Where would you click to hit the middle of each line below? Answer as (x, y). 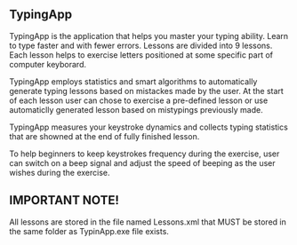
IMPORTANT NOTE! (64, 200)
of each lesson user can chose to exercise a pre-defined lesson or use (139, 100)
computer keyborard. (48, 64)
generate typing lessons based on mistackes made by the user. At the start (147, 91)
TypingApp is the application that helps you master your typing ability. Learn (149, 36)
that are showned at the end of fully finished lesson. (104, 136)
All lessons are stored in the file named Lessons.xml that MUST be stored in (148, 222)
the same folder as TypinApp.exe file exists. (89, 231)
